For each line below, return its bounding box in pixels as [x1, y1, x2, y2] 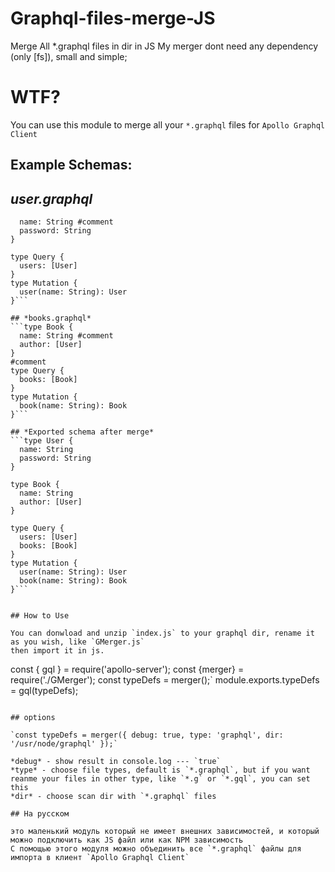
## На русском [10, 809, 70, 819]
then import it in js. [10, 646, 105, 656]
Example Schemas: [10, 157, 133, 174]
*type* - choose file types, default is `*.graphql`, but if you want [10, 765, 311, 776]
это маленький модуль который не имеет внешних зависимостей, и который [10, 827, 320, 837]
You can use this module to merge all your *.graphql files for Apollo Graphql [10, 118, 326, 131]
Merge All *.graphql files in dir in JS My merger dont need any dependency [10, 40, 319, 52]
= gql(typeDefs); [10, 685, 79, 697]
